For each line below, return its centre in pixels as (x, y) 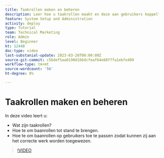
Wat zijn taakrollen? (32, 125)
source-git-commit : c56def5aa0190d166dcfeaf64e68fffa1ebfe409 (70, 60)
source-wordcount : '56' (29, 69)
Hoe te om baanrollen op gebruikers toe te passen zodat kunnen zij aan (84, 135)
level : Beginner (21, 42)
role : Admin (17, 37)
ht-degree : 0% (20, 74)
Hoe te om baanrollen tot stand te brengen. (55, 130)
